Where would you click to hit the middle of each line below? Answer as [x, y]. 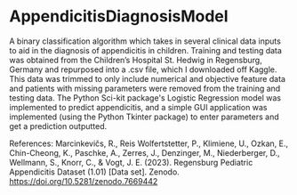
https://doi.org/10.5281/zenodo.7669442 [84, 181]
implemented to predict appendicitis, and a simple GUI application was [138, 107]
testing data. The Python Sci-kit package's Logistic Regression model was [145, 97]
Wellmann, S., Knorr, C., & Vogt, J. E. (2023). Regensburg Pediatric [131, 162]
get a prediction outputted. [58, 126]
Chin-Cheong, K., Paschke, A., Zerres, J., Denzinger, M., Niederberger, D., [144, 152]
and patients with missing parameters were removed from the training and [145, 88]
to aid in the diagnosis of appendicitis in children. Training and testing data [146, 50]
